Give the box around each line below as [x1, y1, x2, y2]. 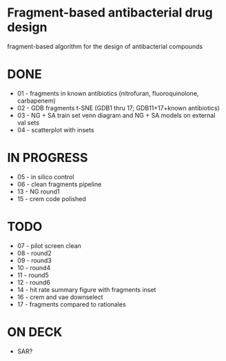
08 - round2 [17, 249, 52, 257]
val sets [17, 118, 40, 127]
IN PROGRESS [7, 150, 88, 166]
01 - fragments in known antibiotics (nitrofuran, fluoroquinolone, [17, 89, 199, 97]
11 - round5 [17, 271, 50, 279]
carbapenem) [17, 96, 56, 105]
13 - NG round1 [17, 187, 60, 196]
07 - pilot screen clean [17, 241, 81, 249]
